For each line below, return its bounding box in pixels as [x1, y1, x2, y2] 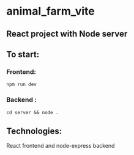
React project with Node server [6, 29, 128, 39]
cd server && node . [6, 109, 59, 115]
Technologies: [6, 126, 62, 136]
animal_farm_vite [6, 4, 95, 18]
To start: [6, 49, 40, 59]
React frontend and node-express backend [6, 142, 115, 150]
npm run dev [6, 81, 37, 88]
